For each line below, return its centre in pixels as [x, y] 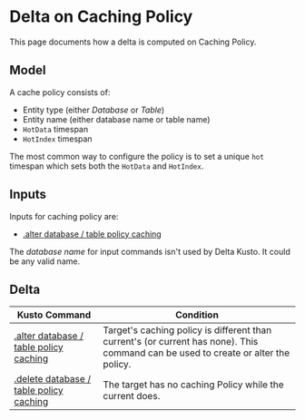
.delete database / [53, 379]
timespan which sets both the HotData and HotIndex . [107, 166]
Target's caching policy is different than [187, 330]
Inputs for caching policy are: [64, 216]
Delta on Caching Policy [101, 17]
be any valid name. [44, 261]
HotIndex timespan [57, 139]
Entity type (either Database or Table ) [93, 110]
